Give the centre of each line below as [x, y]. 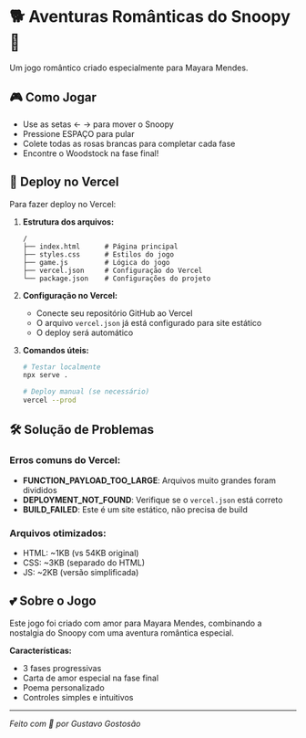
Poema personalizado [63, 687]
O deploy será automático [85, 332]
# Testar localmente [61, 367]
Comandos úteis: [56, 350]
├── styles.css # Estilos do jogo [98, 254]
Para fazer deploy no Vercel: [63, 204]
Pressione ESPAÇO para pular [78, 133]
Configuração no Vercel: [70, 295]
